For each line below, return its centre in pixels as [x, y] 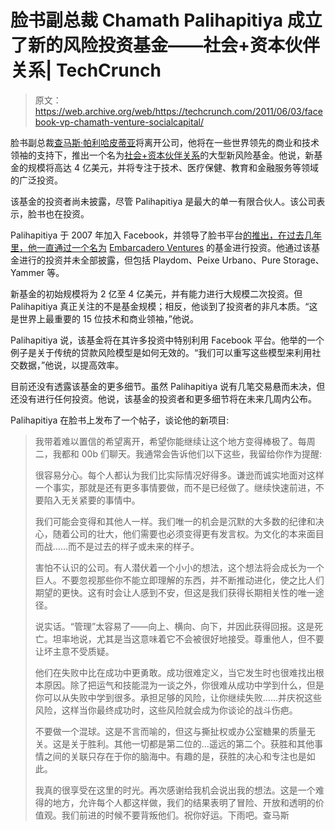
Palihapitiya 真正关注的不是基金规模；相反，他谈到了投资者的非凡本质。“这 [164, 306]
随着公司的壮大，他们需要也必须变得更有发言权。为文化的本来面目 [188, 533]
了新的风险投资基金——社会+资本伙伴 [165, 45]
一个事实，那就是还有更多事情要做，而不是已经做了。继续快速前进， [175, 487]
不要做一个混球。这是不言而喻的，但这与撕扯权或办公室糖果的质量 [170, 731]
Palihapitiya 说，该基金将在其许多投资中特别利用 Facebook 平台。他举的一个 [167, 340]
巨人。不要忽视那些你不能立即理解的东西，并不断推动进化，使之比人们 [179, 580]
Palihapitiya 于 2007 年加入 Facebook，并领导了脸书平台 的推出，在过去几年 [166, 235]
